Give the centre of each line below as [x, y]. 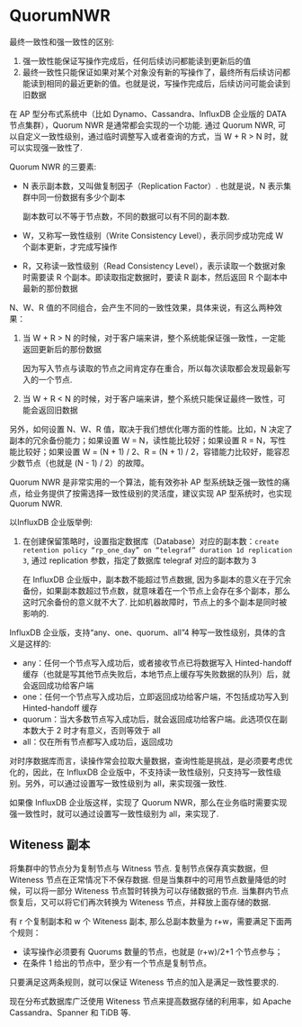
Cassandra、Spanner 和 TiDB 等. [70, 1012]
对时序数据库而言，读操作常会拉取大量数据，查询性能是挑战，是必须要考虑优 [151, 760]
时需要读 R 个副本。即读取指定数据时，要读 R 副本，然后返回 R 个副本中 [155, 277]
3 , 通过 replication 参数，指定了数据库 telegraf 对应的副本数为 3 [139, 560]
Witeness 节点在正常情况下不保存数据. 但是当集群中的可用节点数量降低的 [144, 879]
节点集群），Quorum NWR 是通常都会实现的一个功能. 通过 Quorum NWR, [142, 125]
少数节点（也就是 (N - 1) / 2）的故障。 [80, 463]
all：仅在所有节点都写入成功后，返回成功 [98, 741]
